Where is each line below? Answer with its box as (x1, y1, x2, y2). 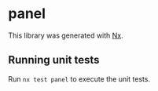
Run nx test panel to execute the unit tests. (8, 74, 151, 83)
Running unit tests (8, 53, 100, 67)
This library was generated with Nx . (8, 31, 123, 40)
